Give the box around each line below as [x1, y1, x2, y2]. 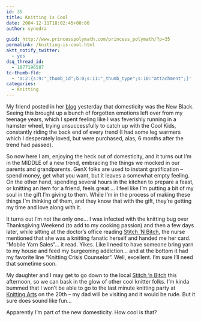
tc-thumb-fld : [6, 70, 42, 76]
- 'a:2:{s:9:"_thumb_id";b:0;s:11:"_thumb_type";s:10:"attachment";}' [11, 76, 192, 82]
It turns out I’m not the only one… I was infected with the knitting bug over [6, 215, 189, 222]
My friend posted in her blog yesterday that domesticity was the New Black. [6, 103, 194, 110]
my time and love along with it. [6, 204, 82, 210]
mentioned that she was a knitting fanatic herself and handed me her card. [6, 234, 191, 242]
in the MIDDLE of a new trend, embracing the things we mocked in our [6, 160, 180, 166]
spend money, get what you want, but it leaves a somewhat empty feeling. [6, 172, 190, 179]
